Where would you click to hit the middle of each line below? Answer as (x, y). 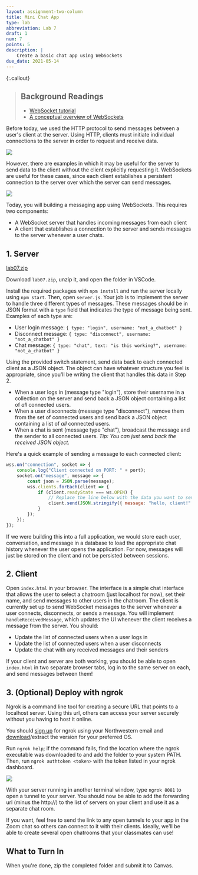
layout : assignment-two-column (44, 12)
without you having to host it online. (49, 720)
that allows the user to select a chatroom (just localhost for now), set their (96, 594)
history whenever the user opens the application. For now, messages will (95, 549)
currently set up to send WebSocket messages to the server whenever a (94, 607)
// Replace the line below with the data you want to (115, 498)
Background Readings (62, 96)
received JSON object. (42, 443)
